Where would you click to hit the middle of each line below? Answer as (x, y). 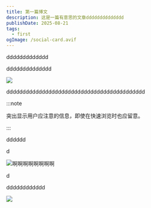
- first (21, 34)
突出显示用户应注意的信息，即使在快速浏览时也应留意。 (75, 116)
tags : (13, 29)
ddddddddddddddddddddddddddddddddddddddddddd (76, 92)
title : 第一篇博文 (27, 12)
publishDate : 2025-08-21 (37, 23)
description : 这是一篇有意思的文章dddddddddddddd (65, 17)
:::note (14, 103)
